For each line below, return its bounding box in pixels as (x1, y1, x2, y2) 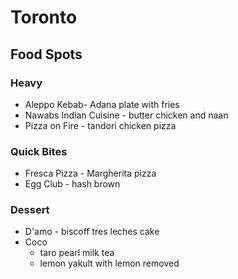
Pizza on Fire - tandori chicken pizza (24, 119, 177, 131)
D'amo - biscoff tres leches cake (24, 226, 160, 238)
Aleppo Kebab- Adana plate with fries (24, 98, 180, 110)
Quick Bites (10, 144, 68, 158)
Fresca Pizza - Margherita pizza (24, 167, 157, 180)
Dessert (10, 203, 50, 217)
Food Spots (10, 46, 83, 63)
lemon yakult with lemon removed (39, 257, 180, 270)
